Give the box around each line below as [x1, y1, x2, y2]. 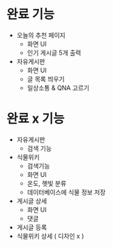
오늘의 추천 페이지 [16, 31, 66, 39]
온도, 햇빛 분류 [27, 179, 67, 187]
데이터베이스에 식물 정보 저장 [27, 187, 106, 196]
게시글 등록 [16, 222, 47, 232]
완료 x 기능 [6, 111, 65, 127]
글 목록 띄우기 [27, 74, 65, 83]
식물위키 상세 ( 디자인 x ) [16, 232, 84, 240]
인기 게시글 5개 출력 [27, 48, 82, 57]
